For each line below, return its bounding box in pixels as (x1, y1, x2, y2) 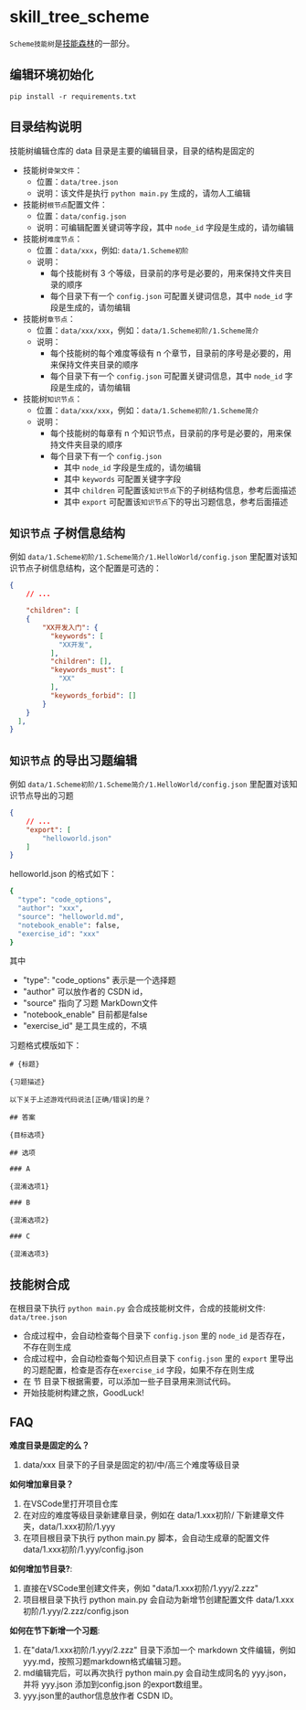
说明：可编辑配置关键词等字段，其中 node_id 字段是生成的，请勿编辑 (36, 221, 294, 232)
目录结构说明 (9, 119, 82, 134)
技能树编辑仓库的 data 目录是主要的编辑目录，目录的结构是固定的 (9, 144, 255, 156)
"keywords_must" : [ (49, 666, 125, 675)
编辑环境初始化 (9, 67, 94, 83)
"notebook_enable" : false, (17, 921, 121, 930)
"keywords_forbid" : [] (49, 690, 137, 700)
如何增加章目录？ (9, 1479, 74, 1490)
